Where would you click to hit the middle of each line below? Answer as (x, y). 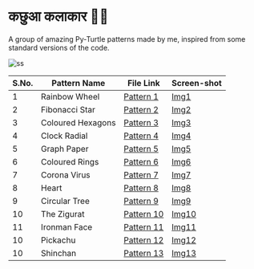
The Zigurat (63, 214)
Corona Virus (66, 174)
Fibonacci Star (69, 109)
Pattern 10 (144, 214)
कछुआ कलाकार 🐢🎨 (58, 16)
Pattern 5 (141, 149)
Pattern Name (79, 83)
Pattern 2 (141, 109)
